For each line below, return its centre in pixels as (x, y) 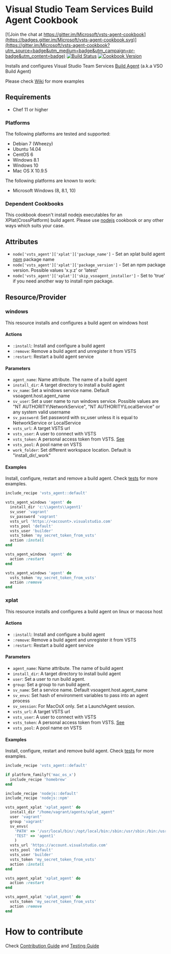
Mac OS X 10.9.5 (30, 171)
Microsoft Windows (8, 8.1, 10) (44, 191)
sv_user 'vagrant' (30, 512)
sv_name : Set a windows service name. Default (61, 391)
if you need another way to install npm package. (63, 281)
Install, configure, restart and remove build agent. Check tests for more (80, 751)
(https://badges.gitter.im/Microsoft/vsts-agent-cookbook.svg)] (71, 40)
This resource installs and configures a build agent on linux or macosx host (84, 611)
